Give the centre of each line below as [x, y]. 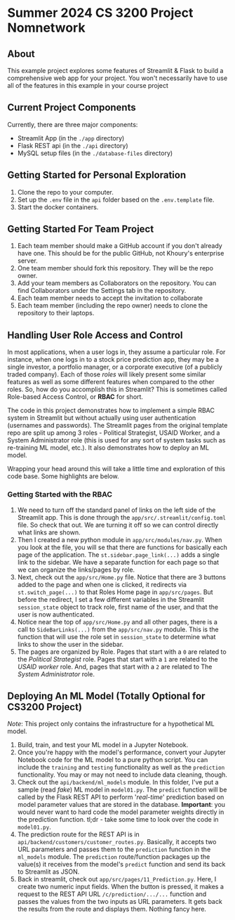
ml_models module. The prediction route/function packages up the [114, 857]
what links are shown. [49, 532]
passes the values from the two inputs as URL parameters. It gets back [120, 902]
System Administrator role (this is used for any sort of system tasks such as [116, 440]
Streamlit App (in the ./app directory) [71, 138]
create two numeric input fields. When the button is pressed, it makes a [121, 887]
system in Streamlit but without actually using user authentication [102, 418]
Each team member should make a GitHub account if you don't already [120, 246]
